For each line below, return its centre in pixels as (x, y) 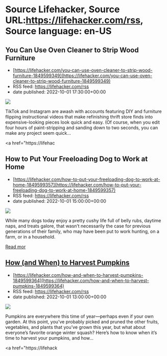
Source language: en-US (58, 31)
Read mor (16, 247)
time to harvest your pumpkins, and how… (49, 338)
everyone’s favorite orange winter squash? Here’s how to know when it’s (81, 333)
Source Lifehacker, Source (63, 9)
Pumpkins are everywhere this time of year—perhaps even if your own (80, 316)
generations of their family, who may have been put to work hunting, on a (82, 231)
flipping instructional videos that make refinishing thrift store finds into (79, 117)
